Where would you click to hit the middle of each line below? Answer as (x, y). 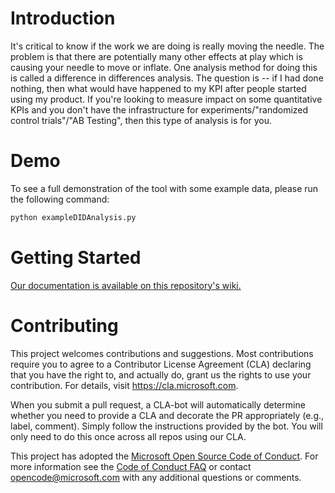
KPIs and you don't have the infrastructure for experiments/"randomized (159, 109)
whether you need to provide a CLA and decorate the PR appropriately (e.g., (167, 415)
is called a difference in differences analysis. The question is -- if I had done (167, 78)
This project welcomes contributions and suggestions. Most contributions (162, 353)
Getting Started (76, 257)
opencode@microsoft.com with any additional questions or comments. (156, 477)
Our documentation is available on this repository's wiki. (126, 285)
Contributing (64, 325)
